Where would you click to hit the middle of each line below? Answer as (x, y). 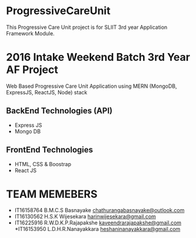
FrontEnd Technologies (49, 150)
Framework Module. (30, 33)
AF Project (32, 70)
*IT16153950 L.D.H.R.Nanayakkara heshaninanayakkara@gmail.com (97, 229)
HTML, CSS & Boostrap (43, 164)
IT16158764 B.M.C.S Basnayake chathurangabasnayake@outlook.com (99, 210)
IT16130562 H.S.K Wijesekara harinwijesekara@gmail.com (85, 217)
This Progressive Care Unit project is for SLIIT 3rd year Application (87, 27)
